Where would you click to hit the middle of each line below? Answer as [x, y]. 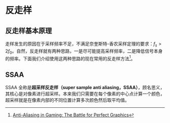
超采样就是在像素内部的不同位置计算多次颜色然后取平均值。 [67, 100]
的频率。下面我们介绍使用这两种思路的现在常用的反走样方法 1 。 [70, 58]
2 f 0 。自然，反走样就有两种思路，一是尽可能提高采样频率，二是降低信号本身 [84, 51]
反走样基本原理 [29, 31]
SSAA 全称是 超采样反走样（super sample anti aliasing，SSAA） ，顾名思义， [85, 88]
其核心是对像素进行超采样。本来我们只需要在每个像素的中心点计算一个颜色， [85, 94]
